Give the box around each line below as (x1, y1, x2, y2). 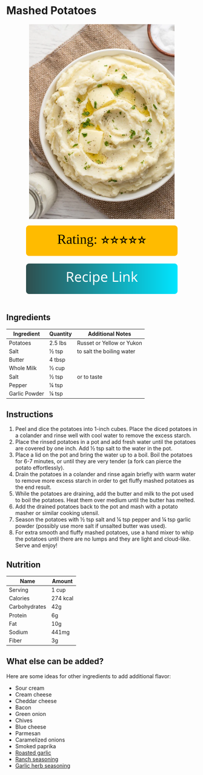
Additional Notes (87, 330, 131, 338)
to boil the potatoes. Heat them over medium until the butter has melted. (15, 497, 196, 504)
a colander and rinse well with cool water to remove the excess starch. (15, 432, 191, 439)
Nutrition (6, 559, 41, 570)
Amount (52, 577, 73, 584)
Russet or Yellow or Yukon (76, 339, 142, 346)
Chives (15, 717, 33, 724)
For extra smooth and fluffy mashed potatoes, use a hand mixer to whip (15, 529, 194, 536)
